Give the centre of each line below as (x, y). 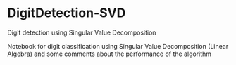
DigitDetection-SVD (67, 13)
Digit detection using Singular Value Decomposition (82, 32)
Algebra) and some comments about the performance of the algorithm (110, 54)
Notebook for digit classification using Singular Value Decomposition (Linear (118, 46)
